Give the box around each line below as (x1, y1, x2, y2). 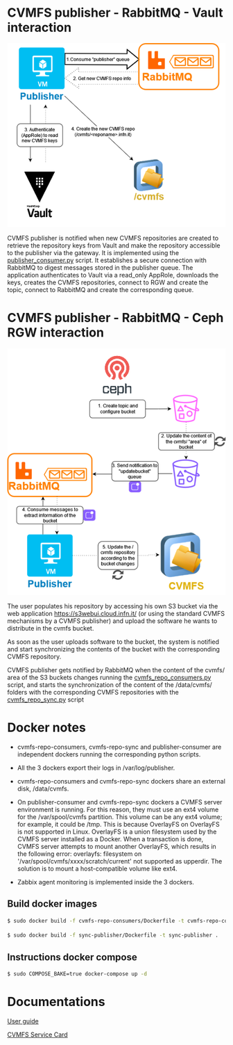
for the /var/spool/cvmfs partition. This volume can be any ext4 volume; (17, 812, 223, 821)
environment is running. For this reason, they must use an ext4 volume (17, 805, 219, 813)
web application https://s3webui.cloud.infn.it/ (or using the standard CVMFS (7, 609, 225, 617)
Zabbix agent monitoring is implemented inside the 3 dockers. (17, 877, 194, 886)
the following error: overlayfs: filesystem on (17, 850, 142, 858)
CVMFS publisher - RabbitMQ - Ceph (7, 310, 224, 326)
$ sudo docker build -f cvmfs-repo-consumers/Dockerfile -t (7, 917, 185, 924)
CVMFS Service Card (7, 1030, 68, 1039)
